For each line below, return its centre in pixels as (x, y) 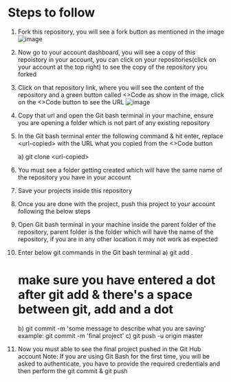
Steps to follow (52, 13)
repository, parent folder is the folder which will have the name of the (115, 232)
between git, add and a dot (96, 310)
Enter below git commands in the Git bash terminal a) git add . (105, 252)
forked (27, 74)
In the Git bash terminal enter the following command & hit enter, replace (120, 136)
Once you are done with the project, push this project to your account (116, 203)
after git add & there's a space (105, 295)
